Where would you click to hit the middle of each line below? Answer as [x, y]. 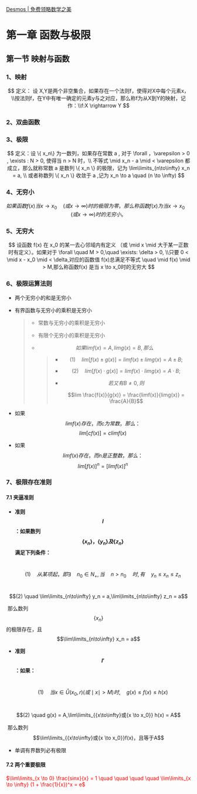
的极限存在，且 [24, 629]
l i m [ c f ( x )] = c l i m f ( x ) [103, 433]
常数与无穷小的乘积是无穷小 [72, 322]
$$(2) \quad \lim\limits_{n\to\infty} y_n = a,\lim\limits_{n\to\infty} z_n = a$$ [98, 596]
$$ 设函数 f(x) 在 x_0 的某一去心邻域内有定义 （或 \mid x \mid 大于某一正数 [98, 245]
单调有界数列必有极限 [40, 750]
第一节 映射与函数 [38, 59]
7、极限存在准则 [29, 482]
